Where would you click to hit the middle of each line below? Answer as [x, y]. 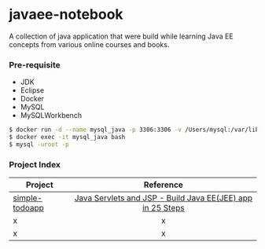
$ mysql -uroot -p [39, 144]
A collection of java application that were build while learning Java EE [121, 36]
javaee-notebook [66, 15]
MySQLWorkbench [51, 115]
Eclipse [32, 90]
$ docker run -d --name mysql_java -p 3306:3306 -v [95, 130]
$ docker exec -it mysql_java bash [67, 137]
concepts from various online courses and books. [89, 44]
